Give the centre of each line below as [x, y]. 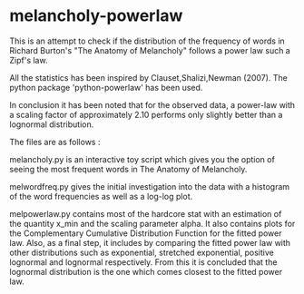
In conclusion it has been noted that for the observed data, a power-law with [152, 104]
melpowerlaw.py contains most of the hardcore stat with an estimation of [146, 213]
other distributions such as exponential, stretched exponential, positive [142, 252]
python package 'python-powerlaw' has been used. [106, 87]
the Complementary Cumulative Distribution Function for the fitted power [146, 233]
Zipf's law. [29, 60]
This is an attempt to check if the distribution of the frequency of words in [147, 41]
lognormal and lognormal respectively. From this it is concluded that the [143, 262]
